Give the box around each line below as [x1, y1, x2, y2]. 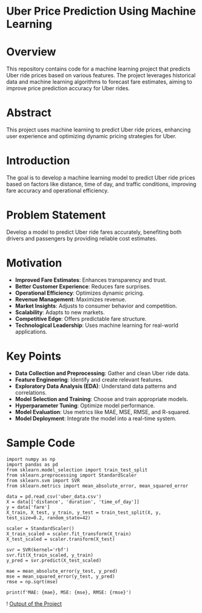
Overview [6, 45, 56, 59]
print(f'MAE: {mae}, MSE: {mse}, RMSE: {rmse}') [6, 589, 132, 595]
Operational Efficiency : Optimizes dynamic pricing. [15, 289, 144, 296]
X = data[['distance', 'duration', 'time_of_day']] [6, 499, 140, 505]
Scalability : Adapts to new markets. [15, 309, 105, 316]
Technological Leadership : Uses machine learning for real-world [15, 321, 179, 329]
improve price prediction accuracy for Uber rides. [6, 85, 130, 92]
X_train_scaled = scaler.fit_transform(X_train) [6, 531, 132, 537]
